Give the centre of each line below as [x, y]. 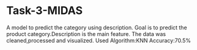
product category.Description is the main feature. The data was [86, 34]
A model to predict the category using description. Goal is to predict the [97, 27]
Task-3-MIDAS [45, 11]
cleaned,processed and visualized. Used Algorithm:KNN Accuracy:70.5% [99, 40]
